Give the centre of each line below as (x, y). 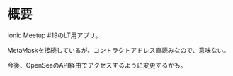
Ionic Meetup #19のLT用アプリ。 (55, 35)
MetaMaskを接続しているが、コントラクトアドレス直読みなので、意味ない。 (119, 50)
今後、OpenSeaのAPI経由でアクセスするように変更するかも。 (97, 65)
